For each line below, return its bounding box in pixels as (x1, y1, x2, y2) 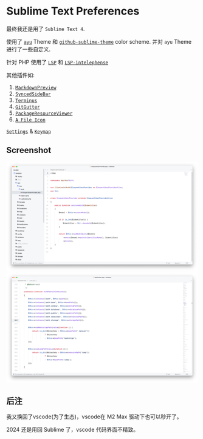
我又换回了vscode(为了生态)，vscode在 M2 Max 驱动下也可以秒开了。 (6, 413, 182, 420)
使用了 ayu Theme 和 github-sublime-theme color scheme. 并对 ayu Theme (6, 38, 192, 45)
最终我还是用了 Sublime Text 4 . (6, 25, 85, 32)
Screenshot (6, 145, 52, 155)
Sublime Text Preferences (6, 4, 140, 18)
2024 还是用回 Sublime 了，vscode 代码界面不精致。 (6, 426, 139, 434)
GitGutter (15, 104, 41, 110)
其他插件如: (6, 71, 35, 78)
